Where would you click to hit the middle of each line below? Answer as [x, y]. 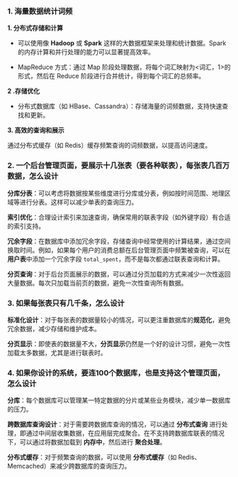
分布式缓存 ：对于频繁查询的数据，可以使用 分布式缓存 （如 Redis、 [104, 457]
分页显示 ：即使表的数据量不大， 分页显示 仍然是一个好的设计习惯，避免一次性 [119, 343]
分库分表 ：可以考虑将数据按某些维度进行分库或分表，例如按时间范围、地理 [116, 193]
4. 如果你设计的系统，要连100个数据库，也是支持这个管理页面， [116, 373]
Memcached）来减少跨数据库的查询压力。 [69, 466]
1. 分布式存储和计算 [35, 28]
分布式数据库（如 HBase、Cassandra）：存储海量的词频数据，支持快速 [120, 106]
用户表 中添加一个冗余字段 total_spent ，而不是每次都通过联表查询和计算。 [116, 259]
